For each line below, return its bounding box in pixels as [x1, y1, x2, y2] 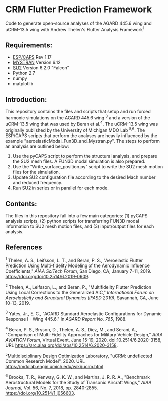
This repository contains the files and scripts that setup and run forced [5, 109, 151, 115]
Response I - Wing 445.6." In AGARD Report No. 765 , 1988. [5, 316, 127, 322]
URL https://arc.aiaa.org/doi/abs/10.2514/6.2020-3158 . [5, 342, 118, 348]
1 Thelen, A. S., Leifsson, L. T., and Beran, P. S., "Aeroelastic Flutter [5, 256, 143, 263]
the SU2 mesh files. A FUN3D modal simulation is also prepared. [12, 158, 146, 164]
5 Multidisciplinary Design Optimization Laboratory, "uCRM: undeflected [5, 352, 153, 359]
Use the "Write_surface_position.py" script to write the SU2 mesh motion [12, 164, 163, 170]
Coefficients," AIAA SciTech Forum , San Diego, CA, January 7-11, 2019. [5, 268, 152, 274]
